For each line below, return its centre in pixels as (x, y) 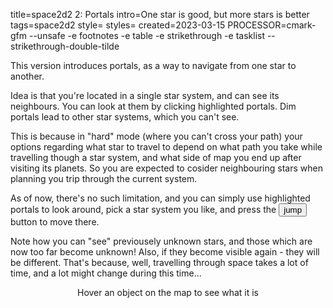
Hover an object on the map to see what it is (168, 292)
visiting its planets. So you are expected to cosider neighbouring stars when (166, 168)
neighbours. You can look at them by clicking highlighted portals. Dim (153, 106)
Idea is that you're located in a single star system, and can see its (145, 95)
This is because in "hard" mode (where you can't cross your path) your (156, 136)
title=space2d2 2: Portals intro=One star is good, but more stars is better (160, 14)
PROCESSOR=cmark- (272, 25)
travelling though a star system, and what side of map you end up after (156, 157)
